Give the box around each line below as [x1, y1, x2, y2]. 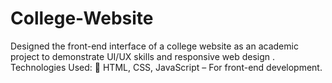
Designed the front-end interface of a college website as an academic [10, 40, 299, 52]
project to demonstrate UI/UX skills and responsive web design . [10, 50, 276, 62]
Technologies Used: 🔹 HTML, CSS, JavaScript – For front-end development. [10, 61, 323, 73]
